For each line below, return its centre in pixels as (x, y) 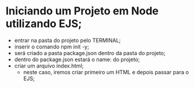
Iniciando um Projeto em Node (82, 11)
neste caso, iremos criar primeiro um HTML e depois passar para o (106, 72)
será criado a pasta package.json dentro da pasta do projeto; (90, 53)
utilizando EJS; (44, 24)
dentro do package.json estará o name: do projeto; (77, 59)
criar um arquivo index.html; (49, 66)
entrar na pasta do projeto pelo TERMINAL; (67, 40)
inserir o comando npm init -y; (52, 47)
